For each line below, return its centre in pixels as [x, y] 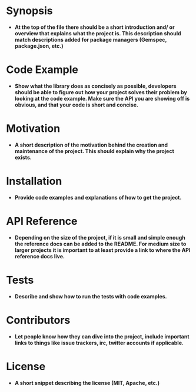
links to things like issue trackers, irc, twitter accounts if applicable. [99, 343]
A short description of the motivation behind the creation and [91, 145]
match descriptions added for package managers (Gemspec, [91, 39]
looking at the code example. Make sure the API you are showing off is [102, 98]
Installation [34, 181]
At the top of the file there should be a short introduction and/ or [94, 27]
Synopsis [29, 11]
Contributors [38, 320]
